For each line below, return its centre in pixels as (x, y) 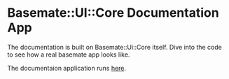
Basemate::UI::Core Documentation (113, 13)
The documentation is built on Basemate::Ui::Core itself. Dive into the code (114, 47)
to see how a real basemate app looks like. (69, 55)
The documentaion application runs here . (67, 68)
